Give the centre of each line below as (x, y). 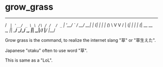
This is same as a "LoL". (29, 60)
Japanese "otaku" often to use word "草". (46, 50)
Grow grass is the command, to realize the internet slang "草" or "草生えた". (81, 40)
